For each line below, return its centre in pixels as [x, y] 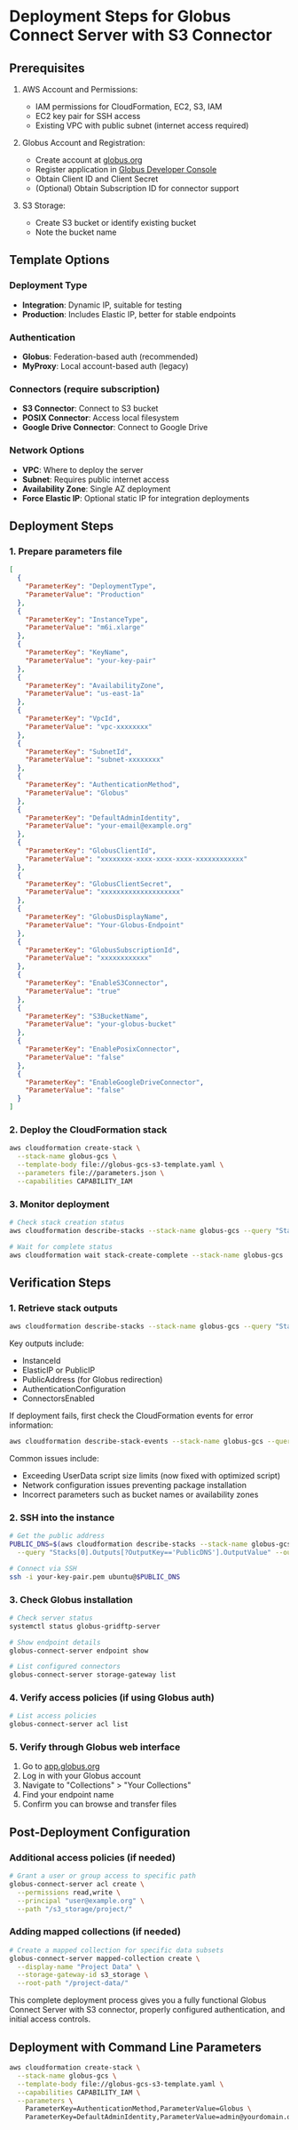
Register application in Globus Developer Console [126, 169]
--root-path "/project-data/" [73, 1983]
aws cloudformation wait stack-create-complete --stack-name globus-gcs [146, 1255]
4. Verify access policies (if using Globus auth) [112, 1698]
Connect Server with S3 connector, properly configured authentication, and [147, 2010]
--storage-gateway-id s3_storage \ [83, 1975]
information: [31, 1425]
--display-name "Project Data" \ [79, 1966]
